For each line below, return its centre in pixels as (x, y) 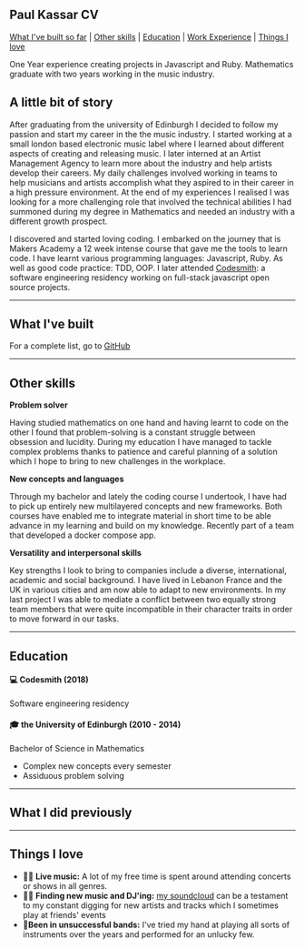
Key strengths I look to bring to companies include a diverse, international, (148, 570)
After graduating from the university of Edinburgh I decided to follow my (144, 124)
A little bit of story (61, 102)
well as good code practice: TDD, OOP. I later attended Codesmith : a (138, 268)
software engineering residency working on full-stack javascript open (139, 278)
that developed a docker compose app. (83, 535)
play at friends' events (64, 914)
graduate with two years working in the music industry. (112, 74)
